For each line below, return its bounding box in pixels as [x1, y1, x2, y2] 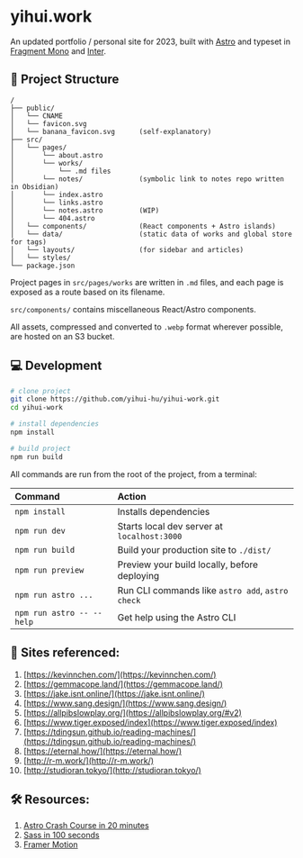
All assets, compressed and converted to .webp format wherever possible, [10, 321, 284, 332]
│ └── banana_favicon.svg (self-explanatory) [10, 127, 212, 136]
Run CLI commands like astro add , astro [117, 583, 289, 596]
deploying [117, 569, 160, 582]
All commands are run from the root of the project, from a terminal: [10, 468, 257, 479]
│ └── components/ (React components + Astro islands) [10, 221, 277, 230]
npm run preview [14, 564, 85, 575]
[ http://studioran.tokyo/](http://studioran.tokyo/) [22, 764, 201, 775]
